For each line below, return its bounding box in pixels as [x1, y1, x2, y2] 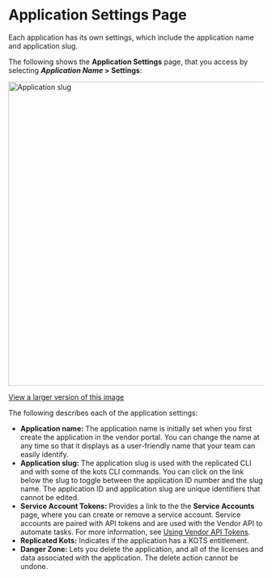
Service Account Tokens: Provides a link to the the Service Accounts [19, 501, 255, 511]
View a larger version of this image [8, 392, 125, 402]
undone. [19, 561, 49, 571]
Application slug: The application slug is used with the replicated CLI [19, 458, 252, 468]
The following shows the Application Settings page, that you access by [8, 57, 249, 66]
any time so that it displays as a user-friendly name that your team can [19, 440, 256, 451]
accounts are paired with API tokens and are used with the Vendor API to [19, 518, 263, 528]
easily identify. [19, 449, 69, 459]
